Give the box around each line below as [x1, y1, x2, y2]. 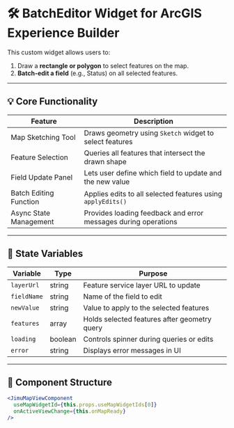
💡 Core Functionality [7, 95, 98, 108]
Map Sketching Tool [10, 132, 76, 142]
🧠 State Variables [7, 248, 84, 260]
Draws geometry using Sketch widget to [84, 128, 214, 138]
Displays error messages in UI [83, 345, 181, 355]
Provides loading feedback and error [84, 208, 204, 218]
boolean [49, 334, 77, 344]
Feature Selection [10, 152, 68, 162]
